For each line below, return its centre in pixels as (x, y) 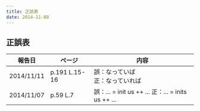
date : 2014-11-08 (28, 17)
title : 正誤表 (22, 12)
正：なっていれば (118, 81)
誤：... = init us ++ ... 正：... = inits (140, 92)
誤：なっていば (115, 72)
